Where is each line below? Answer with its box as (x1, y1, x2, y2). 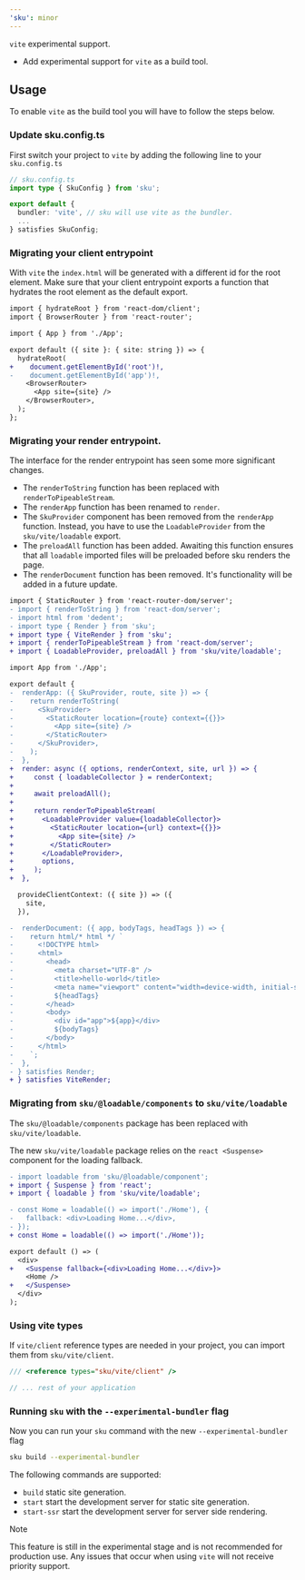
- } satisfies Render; (9, 1067, 95, 1076)
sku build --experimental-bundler (9, 1453, 141, 1462)
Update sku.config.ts (9, 129, 105, 142)
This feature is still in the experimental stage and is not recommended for (9, 1541, 283, 1553)
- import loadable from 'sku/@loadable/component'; (9, 1172, 209, 1181)
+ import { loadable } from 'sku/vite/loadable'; (9, 1189, 202, 1199)
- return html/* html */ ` (9, 932, 124, 941)
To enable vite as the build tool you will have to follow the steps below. (9, 106, 275, 117)
